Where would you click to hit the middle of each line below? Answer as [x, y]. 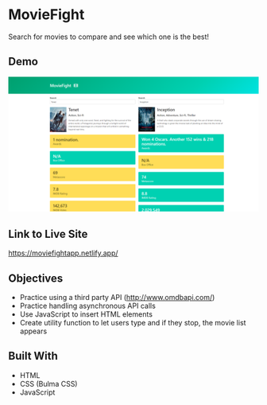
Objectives [36, 278]
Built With [33, 356]
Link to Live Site [48, 234]
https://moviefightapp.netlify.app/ [63, 253]
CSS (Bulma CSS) [48, 384]
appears [33, 331]
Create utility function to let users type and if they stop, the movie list [133, 323]
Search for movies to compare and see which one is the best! [108, 37]
